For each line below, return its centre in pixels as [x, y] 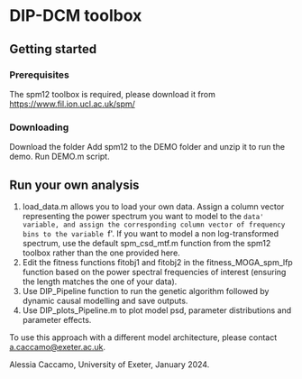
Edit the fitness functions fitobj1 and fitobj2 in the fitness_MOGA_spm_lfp [157, 262]
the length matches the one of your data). [100, 282]
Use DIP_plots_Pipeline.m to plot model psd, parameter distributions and [156, 310]
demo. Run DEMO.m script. [59, 157]
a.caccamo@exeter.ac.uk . [58, 347]
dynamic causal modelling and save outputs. [105, 300]
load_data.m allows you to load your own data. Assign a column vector [153, 206]
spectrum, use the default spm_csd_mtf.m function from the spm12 [146, 243]
